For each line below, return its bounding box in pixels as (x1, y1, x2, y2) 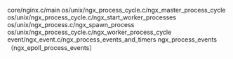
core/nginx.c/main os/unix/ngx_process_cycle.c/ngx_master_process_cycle (7, 6, 226, 14)
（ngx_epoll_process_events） (7, 44, 96, 51)
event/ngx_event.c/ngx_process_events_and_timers (7, 35, 157, 44)
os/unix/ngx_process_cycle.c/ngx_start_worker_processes (7, 13, 177, 22)
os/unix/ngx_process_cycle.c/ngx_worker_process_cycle (7, 28, 172, 36)
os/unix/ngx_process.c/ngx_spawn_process (7, 21, 135, 28)
